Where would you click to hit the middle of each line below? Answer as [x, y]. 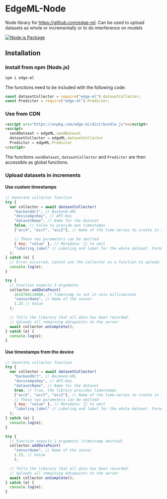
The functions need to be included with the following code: [65, 87]
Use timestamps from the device [40, 352]
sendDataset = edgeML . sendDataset [45, 133]
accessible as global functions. [37, 162]
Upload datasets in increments [43, 175]
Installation [23, 53]
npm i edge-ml [20, 78]
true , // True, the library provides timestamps [65, 390]
